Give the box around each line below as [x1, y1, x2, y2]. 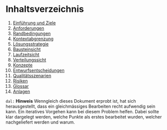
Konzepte [12, 62, 33, 68]
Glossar [12, 83, 29, 89]
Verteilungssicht [12, 57, 46, 63]
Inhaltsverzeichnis [5, 3, 84, 15]
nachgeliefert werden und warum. [5, 119, 75, 125]
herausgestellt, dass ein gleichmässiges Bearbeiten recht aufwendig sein [5, 103, 156, 109]
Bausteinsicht [12, 46, 41, 52]
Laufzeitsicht [12, 51, 40, 58]
